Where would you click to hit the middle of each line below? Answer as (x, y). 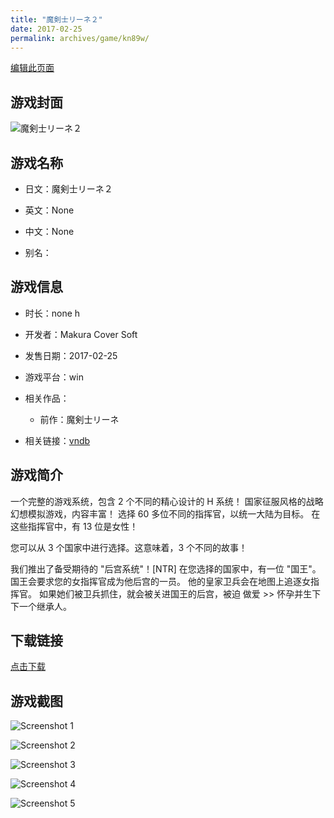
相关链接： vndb (57, 440)
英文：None (49, 210)
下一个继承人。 (41, 606)
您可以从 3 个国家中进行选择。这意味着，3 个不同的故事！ (129, 547)
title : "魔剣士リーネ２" (56, 19)
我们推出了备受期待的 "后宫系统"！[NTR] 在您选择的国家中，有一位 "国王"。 (166, 568)
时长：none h (52, 313)
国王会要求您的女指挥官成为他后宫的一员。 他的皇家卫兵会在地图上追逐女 (160, 581)
